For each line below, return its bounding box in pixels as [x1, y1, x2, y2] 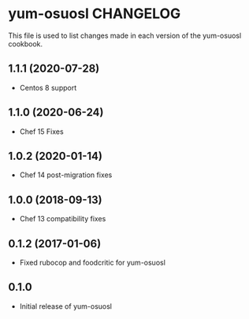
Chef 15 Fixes [19, 127, 65, 136]
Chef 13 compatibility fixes [19, 214, 106, 224]
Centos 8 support [19, 83, 77, 92]
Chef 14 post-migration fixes [19, 170, 113, 180]
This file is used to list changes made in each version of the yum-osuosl [8, 31, 242, 40]
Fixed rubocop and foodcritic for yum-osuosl [19, 258, 165, 267]
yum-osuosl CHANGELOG [8, 5, 181, 23]
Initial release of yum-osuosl [19, 301, 113, 311]
